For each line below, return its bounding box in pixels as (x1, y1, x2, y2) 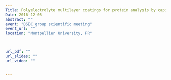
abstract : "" (5, 17, 33, 22)
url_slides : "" (5, 54, 38, 59)
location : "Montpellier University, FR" (5, 31, 93, 36)
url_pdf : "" (5, 49, 31, 54)
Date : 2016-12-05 (5, 12, 42, 17)
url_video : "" (5, 58, 36, 63)
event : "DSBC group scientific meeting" (5, 21, 93, 27)
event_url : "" (5, 26, 36, 31)
